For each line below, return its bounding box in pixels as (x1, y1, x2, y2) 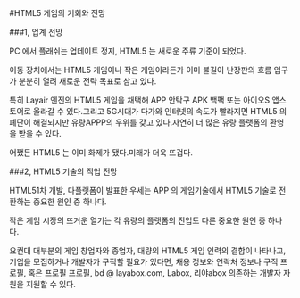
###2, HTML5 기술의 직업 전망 (9, 166, 118, 177)
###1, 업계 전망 (9, 27, 63, 37)
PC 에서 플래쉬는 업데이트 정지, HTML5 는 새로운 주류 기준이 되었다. (9, 46, 247, 56)
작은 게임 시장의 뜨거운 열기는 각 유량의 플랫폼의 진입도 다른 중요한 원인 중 (9, 215, 266, 226)
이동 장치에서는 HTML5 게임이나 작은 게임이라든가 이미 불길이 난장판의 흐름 (9, 65, 272, 75)
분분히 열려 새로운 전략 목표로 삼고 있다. (18, 76, 157, 87)
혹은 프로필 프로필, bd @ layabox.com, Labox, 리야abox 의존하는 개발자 (28, 268, 281, 278)
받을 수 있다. (18, 128, 62, 138)
